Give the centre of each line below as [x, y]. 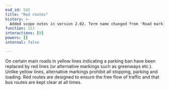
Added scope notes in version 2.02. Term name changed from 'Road [81, 24]
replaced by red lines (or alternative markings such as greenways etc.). [79, 66]
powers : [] [17, 38]
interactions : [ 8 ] [24, 33]
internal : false [22, 42]
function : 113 [20, 28]
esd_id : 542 [18, 10]
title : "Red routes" [27, 14]
